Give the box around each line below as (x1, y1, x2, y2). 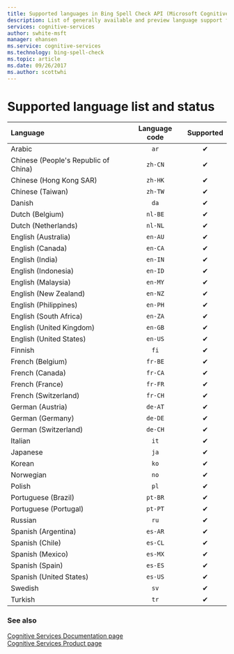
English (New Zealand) (10, 289, 86, 298)
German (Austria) (10, 402, 68, 412)
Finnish (10, 346, 35, 356)
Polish (10, 482, 31, 492)
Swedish (10, 584, 39, 593)
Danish (10, 198, 33, 208)
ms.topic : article (7, 56, 61, 63)
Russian (10, 515, 37, 525)
